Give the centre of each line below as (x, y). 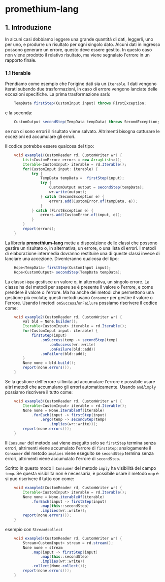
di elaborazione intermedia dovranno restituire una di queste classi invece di (82, 253)
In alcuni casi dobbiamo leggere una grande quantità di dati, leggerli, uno (79, 39)
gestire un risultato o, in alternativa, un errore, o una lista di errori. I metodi (81, 248)
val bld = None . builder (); (50, 322)
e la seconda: (19, 113)
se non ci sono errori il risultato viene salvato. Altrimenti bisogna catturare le (82, 132)
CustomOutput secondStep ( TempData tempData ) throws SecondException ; (87, 122)
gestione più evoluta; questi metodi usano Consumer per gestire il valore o (79, 297)
